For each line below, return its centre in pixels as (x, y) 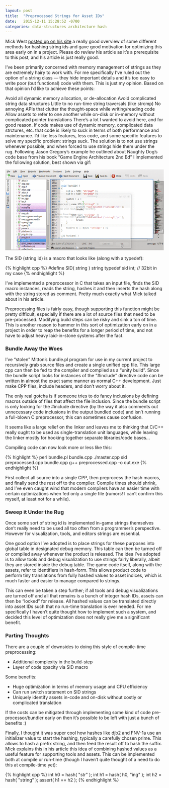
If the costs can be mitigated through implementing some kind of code (78, 712)
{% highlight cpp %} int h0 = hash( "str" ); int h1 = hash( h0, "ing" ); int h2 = (83, 774)
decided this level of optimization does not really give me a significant (77, 617)
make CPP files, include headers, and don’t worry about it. (65, 386)
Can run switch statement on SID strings (54, 692)
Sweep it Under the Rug (35, 512)
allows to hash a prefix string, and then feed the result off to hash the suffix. (84, 743)
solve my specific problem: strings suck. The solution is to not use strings (81, 141)
